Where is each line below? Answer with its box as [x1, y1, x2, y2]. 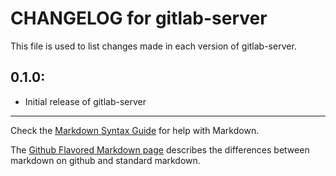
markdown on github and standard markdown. [10, 154, 201, 166]
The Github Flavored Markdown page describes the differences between [10, 143, 310, 156]
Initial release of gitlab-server [24, 95, 147, 107]
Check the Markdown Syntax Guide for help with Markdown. [10, 124, 260, 136]
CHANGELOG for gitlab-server [10, 7, 268, 30]
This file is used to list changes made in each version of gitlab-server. [10, 40, 297, 52]
